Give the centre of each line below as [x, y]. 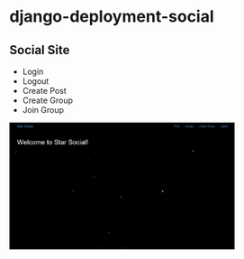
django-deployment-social [112, 17]
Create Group [48, 100]
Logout [36, 81]
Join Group [43, 110]
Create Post [44, 91]
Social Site [40, 50]
